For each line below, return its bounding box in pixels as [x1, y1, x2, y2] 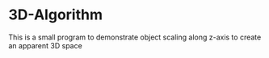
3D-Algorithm [8, 6, 103, 24]
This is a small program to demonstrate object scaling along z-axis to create [8, 32, 262, 42]
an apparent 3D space [8, 40, 82, 50]
